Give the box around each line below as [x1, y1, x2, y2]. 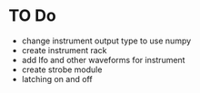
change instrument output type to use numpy [21, 35, 192, 46]
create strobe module [21, 64, 103, 75]
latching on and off [21, 73, 93, 84]
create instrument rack [21, 44, 107, 55]
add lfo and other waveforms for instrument [21, 54, 185, 65]
